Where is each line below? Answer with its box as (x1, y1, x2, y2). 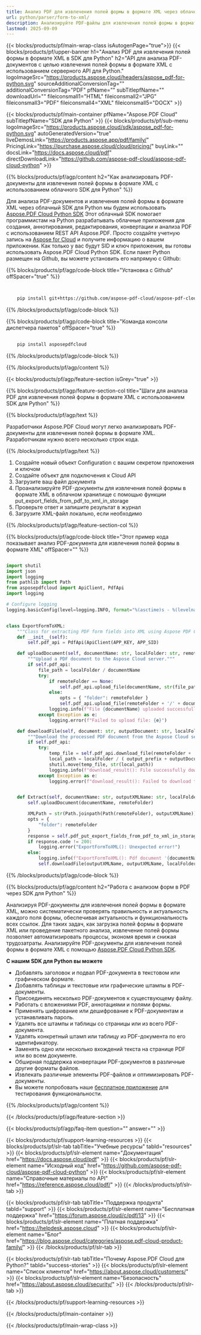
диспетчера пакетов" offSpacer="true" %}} (6, 324, 116, 331)
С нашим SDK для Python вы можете (6, 957, 103, 965)
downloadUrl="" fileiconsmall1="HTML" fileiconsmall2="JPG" (6, 93, 157, 100)
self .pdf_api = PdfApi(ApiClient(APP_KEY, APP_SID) (28, 639, 160, 646)
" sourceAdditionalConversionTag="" (33, 80, 124, 87)
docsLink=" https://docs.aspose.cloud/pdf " (6, 149, 112, 156)
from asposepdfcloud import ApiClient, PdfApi (6, 585, 124, 591)
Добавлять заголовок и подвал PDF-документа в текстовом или (14, 969, 180, 976)
